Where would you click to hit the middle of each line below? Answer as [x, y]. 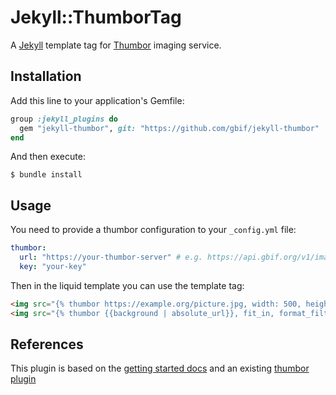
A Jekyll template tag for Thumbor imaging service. [116, 45]
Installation [46, 76]
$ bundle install [46, 175]
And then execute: [48, 157]
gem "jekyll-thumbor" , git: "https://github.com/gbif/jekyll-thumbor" [169, 128]
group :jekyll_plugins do [64, 119]
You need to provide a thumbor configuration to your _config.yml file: [153, 230]
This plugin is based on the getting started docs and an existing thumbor [160, 368]
